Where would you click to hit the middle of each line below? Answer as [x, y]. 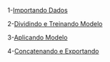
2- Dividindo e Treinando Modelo [55, 24]
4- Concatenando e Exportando [53, 51]
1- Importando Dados [37, 10]
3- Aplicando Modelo [37, 37]
